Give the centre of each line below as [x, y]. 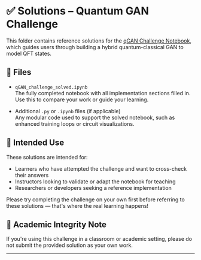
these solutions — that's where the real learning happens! [77, 205]
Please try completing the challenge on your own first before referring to [96, 199]
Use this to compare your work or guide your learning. [82, 99]
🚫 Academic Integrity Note [56, 224]
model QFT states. [29, 53]
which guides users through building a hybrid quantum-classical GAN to [95, 47]
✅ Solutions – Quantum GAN [78, 11]
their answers [32, 175]
